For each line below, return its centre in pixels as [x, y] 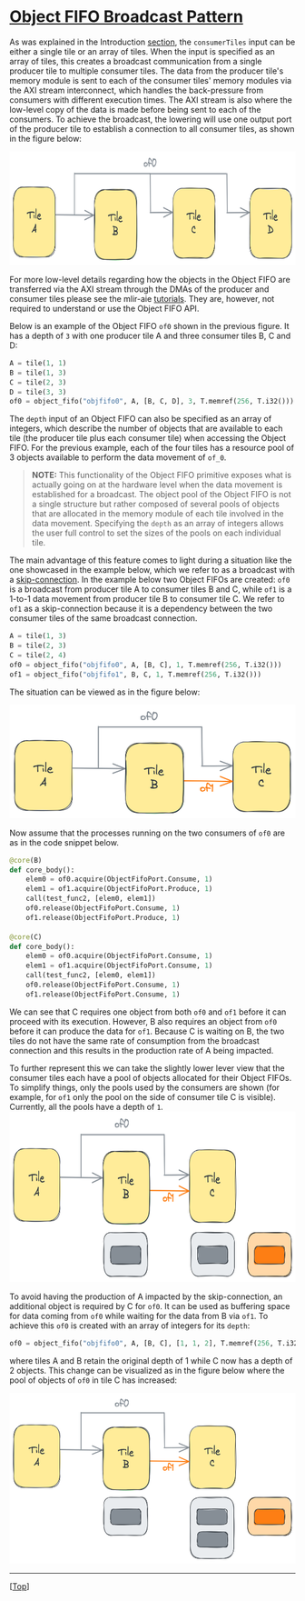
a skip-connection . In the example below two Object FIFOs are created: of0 [150, 580]
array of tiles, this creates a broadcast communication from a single [136, 61]
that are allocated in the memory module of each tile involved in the [157, 514]
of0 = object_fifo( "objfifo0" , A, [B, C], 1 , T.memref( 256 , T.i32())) [146, 665]
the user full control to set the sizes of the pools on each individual [156, 533]
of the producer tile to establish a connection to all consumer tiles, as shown [152, 128]
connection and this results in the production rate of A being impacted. [142, 1050]
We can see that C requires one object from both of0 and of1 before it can [148, 1012]
